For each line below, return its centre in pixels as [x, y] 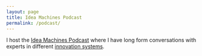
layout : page [23, 12]
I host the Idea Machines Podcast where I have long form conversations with [101, 40]
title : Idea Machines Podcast [44, 17]
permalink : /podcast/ [33, 23]
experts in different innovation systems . [55, 46]
